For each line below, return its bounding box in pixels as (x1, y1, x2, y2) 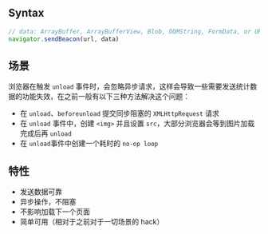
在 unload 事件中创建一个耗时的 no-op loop (19, 139, 159, 149)
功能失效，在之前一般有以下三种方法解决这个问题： (22, 92, 190, 101)
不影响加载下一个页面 (19, 207, 90, 216)
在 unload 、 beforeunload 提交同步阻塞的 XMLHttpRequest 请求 (19, 109, 219, 118)
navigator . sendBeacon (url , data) (8, 35, 120, 43)
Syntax (8, 6, 45, 20)
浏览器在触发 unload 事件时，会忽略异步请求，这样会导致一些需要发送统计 (8, 81, 250, 91)
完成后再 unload (19, 129, 72, 138)
